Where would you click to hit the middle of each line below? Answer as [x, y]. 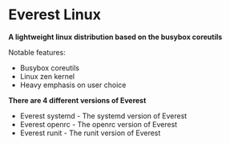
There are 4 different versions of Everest [77, 100]
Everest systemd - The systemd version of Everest [103, 116]
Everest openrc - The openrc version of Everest [99, 124]
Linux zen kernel [47, 76]
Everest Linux [55, 15]
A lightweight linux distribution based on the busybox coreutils [115, 37]
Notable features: [37, 52]
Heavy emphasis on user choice [73, 85]
